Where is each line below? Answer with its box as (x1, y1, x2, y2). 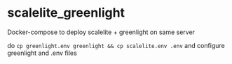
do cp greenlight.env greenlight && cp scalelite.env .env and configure (7, 41, 226, 49)
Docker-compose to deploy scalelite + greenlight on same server (7, 28, 195, 36)
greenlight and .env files (7, 49, 77, 57)
